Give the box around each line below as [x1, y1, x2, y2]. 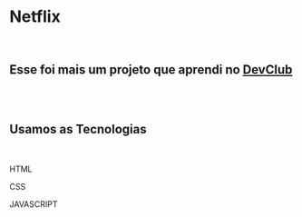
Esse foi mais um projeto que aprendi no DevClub [9, 62, 293, 77]
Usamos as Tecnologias [9, 122, 147, 137]
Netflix [9, 6, 61, 27]
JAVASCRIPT [9, 198, 58, 210]
